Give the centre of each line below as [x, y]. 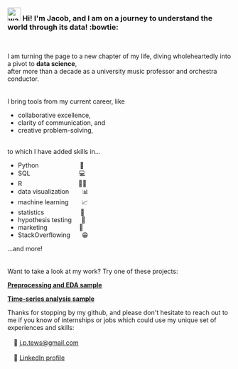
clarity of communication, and [61, 123]
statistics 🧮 [51, 212]
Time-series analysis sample [51, 299]
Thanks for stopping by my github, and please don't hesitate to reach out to [118, 313]
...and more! [25, 249]
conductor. [23, 79]
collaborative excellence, [54, 115]
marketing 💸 [50, 228]
